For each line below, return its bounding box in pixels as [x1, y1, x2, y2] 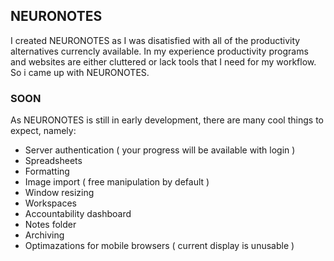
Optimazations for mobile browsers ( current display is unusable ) [24, 240, 295, 252]
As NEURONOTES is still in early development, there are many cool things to [10, 114, 324, 126]
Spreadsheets [24, 155, 83, 167]
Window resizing [24, 187, 95, 199]
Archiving [24, 229, 65, 241]
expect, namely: [10, 125, 77, 137]
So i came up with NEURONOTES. [10, 66, 150, 78]
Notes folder [24, 219, 77, 231]
